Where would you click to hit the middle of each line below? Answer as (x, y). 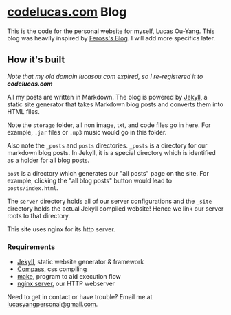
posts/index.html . (33, 188)
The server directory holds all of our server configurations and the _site (110, 201)
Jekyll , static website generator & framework (80, 262)
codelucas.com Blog (67, 12)
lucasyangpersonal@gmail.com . (53, 304)
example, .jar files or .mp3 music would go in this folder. (87, 132)
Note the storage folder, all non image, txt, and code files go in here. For (109, 125)
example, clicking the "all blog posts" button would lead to (90, 180)
